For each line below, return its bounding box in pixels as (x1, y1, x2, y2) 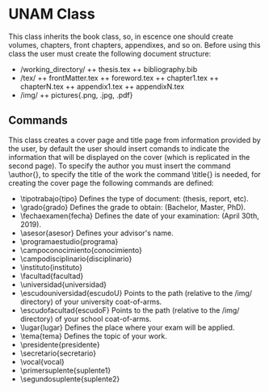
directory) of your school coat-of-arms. (19, 314, 152, 323)
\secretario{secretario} (19, 348, 97, 358)
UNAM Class (8, 5, 95, 23)
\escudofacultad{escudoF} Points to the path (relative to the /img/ (19, 305, 240, 315)
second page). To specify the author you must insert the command (8, 161, 231, 171)
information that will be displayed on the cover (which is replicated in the (8, 152, 250, 162)
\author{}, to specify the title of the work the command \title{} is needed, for (8, 169, 261, 179)
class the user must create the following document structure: (8, 48, 212, 58)
